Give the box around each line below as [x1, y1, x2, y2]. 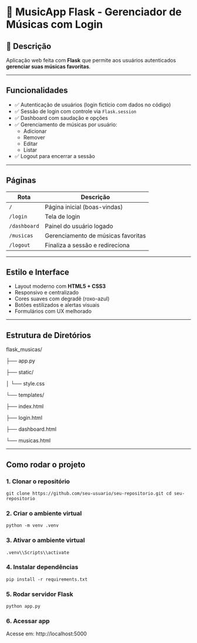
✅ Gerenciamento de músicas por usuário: [14, 120, 117, 128]
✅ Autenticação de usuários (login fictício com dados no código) [14, 101, 171, 108]
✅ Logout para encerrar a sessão [14, 152, 96, 159]
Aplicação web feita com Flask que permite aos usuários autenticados [6, 57, 176, 63]
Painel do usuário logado [45, 222, 113, 230]
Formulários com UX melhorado [14, 308, 92, 315]
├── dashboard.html [6, 426, 57, 433]
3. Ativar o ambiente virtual [6, 536, 85, 544]
